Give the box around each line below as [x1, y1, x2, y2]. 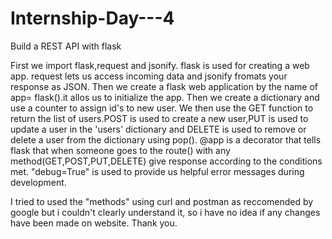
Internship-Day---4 [10, 7, 175, 30]
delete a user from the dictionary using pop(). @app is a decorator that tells [10, 133, 322, 146]
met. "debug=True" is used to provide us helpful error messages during [10, 165, 305, 177]
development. [10, 176, 67, 188]
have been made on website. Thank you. [10, 217, 178, 229]
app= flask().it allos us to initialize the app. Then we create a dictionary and [10, 91, 320, 103]
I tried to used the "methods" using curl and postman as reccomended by [10, 195, 314, 207]
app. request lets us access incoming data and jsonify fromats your [10, 70, 288, 82]
